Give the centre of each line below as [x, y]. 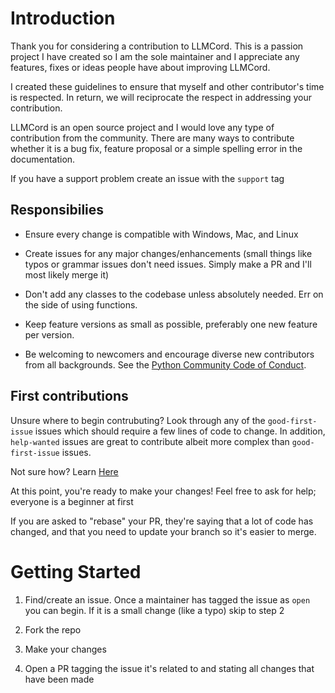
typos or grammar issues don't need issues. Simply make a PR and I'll [168, 264]
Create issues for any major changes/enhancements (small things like [168, 253]
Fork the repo [53, 629]
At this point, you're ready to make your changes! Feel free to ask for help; [163, 491]
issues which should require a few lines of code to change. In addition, [180, 431]
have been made [59, 679]
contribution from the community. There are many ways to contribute [152, 138]
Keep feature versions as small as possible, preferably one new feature [171, 324]
